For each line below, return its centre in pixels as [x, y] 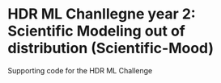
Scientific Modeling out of [96, 31]
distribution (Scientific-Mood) [111, 48]
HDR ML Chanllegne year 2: [102, 14]
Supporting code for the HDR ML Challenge [80, 70]
